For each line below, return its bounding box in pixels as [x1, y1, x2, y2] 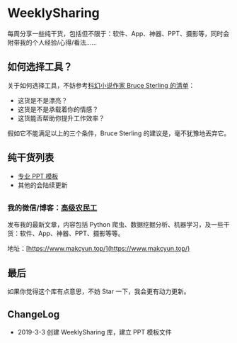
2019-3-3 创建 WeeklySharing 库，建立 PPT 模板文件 [17, 327, 172, 336]
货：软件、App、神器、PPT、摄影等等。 [7, 229, 125, 238]
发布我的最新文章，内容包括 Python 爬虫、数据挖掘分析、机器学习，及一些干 [7, 220, 230, 229]
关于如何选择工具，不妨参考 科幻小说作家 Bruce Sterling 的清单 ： [7, 81, 195, 89]
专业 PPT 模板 [17, 171, 59, 180]
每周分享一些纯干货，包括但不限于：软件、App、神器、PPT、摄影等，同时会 [7, 29, 230, 38]
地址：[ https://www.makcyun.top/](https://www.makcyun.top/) [7, 244, 190, 253]
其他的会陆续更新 [17, 181, 68, 189]
